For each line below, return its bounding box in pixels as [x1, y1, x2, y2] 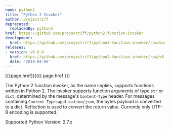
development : [5, 36, 33, 41]
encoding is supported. [9, 109, 58, 115]
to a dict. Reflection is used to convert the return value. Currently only [5, 104, 151, 110]
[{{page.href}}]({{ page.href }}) [5, 73, 70, 79]
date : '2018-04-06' [10, 59, 51, 64]
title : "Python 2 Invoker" [5, 12, 62, 17]
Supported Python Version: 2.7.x [5, 119, 72, 125]
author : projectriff [5, 17, 49, 22]
